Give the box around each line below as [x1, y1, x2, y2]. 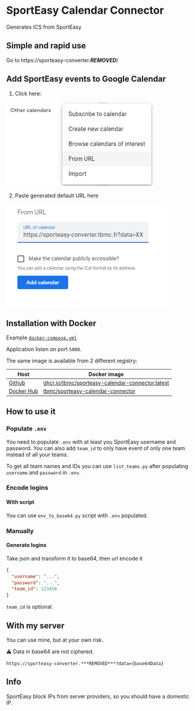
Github [8, 379, 26, 386]
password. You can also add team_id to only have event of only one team [6, 444, 185, 451]
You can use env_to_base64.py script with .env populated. [6, 512, 148, 519]
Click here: [14, 90, 42, 97]
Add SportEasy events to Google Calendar [6, 74, 166, 84]
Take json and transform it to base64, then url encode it [6, 554, 143, 562]
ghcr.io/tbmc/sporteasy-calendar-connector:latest [43, 379, 169, 386]
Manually [6, 527, 34, 535]
